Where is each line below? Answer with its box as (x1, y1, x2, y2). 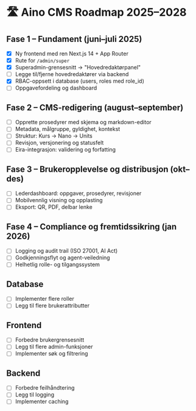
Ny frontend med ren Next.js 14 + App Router (15, 50, 129, 57)
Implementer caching (15, 398, 69, 406)
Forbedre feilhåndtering (15, 384, 75, 392)
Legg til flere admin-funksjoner (15, 343, 93, 351)
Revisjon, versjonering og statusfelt (15, 139, 104, 147)
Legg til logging (15, 391, 55, 398)
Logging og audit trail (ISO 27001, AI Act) (15, 247, 118, 255)
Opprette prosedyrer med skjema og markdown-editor (15, 119, 152, 126)
